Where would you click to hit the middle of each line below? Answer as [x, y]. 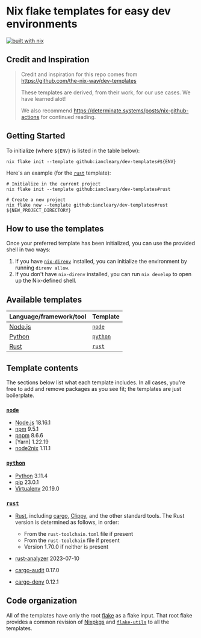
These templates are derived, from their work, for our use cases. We [106, 92]
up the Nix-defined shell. [46, 281]
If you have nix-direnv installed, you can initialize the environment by [101, 262]
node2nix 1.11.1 [33, 448]
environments [42, 24]
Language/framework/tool [48, 317]
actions [30, 117]
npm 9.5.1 [27, 429]
